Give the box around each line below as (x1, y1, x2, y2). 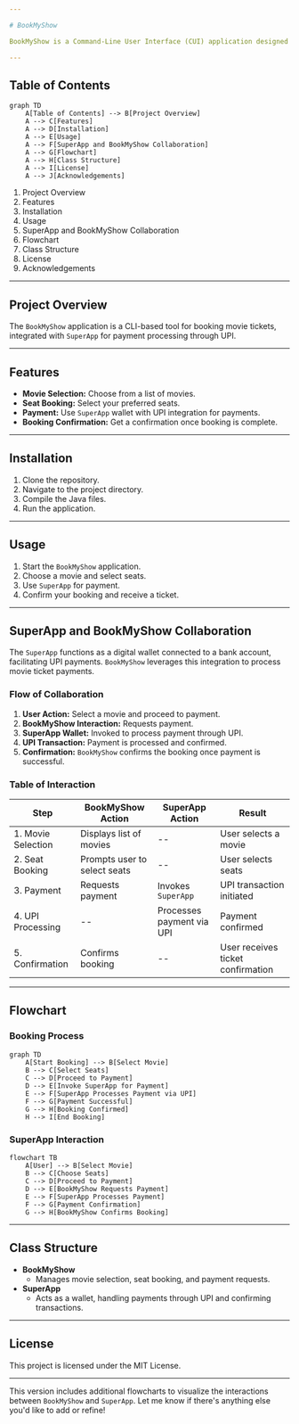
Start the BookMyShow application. (21, 561, 141, 572)
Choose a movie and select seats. (21, 570, 147, 580)
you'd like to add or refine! (9, 1404, 106, 1415)
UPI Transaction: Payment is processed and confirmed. (21, 737, 227, 747)
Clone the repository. (21, 474, 100, 485)
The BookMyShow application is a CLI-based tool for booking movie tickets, (9, 321, 278, 332)
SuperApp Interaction (9, 1133, 105, 1146)
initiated (219, 889, 254, 901)
